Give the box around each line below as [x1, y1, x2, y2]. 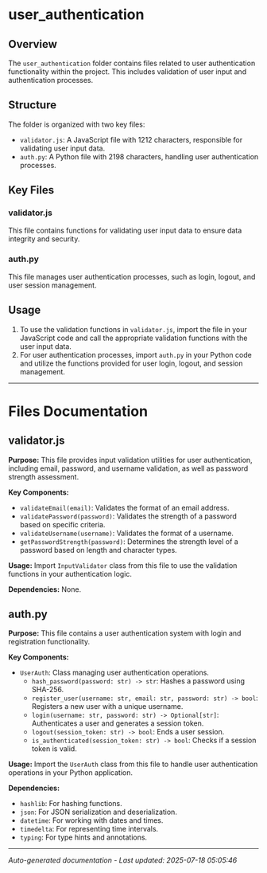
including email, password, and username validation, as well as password [8, 464, 249, 473]
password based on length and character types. [19, 545, 177, 554]
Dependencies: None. [8, 584, 82, 594]
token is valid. [31, 744, 77, 754]
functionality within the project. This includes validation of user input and [8, 67, 247, 76]
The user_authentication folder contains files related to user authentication [8, 58, 256, 68]
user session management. [8, 280, 97, 290]
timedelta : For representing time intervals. [19, 824, 159, 834]
